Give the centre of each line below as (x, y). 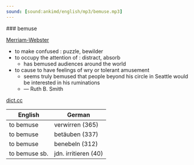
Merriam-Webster (28, 39)
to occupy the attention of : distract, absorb (68, 57)
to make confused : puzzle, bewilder (59, 51)
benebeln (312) (76, 144)
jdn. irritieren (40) (78, 153)
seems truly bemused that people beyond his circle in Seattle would (106, 76)
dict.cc (14, 100)
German (78, 114)
